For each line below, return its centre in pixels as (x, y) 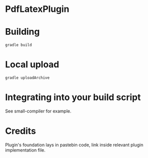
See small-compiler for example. (38, 111)
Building (23, 32)
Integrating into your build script (73, 97)
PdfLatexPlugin (37, 9)
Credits (21, 131)
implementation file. (25, 150)
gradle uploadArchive (27, 78)
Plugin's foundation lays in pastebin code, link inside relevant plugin (74, 145)
